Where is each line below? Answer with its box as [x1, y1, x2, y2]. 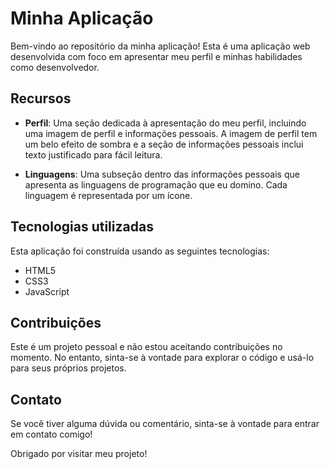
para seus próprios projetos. [10, 362, 127, 374]
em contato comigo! [10, 428, 93, 441]
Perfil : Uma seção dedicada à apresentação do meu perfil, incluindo [24, 117, 307, 129]
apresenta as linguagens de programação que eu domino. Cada [24, 178, 288, 191]
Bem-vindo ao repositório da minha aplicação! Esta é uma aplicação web [10, 40, 311, 52]
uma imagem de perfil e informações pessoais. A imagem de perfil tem [24, 127, 318, 139]
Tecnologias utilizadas [10, 218, 154, 236]
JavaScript [24, 285, 70, 297]
